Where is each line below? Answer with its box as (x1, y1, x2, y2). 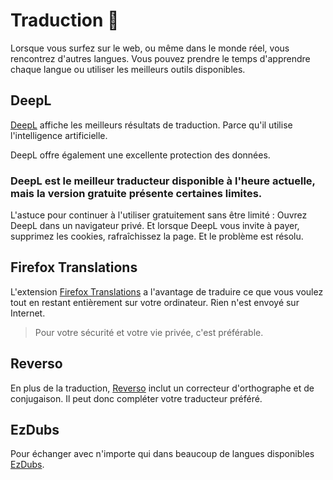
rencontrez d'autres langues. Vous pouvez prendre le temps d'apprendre (10, 52, 311, 64)
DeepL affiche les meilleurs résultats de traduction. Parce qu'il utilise (10, 119, 293, 131)
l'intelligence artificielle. (10, 129, 108, 141)
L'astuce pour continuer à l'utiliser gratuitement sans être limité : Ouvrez (10, 209, 308, 221)
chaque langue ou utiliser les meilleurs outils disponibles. (10, 63, 246, 75)
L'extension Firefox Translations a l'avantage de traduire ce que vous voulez (10, 285, 324, 298)
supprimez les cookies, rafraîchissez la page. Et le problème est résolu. (10, 230, 304, 243)
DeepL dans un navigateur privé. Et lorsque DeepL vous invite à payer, (10, 220, 300, 232)
